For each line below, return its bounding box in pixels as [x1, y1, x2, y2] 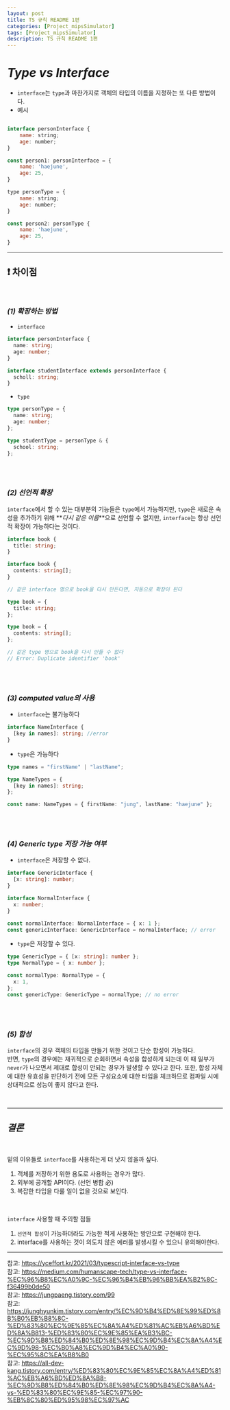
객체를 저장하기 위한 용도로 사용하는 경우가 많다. [16, 1169, 145, 1177]
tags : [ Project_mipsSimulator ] [7, 29, 97, 36]
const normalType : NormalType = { [7, 972, 106, 979]
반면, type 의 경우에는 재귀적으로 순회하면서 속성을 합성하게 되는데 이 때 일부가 [7, 1055, 215, 1063]
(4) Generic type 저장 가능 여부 [7, 839, 107, 849]
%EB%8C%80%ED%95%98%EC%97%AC [7, 1396, 129, 1404]
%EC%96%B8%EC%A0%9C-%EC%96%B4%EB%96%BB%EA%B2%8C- [7, 1275, 218, 1283]
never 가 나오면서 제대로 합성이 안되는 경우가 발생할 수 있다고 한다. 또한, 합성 [7, 1063, 210, 1071]
